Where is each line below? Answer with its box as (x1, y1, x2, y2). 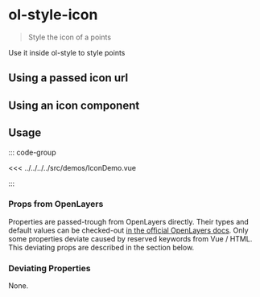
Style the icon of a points (27, 32, 111, 42)
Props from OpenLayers (8, 199, 104, 210)
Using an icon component (8, 98, 140, 112)
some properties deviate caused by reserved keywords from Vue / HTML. (8, 233, 253, 243)
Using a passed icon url (8, 71, 129, 85)
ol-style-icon (8, 6, 98, 24)
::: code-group (8, 147, 56, 157)
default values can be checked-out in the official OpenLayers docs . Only (8, 225, 249, 235)
